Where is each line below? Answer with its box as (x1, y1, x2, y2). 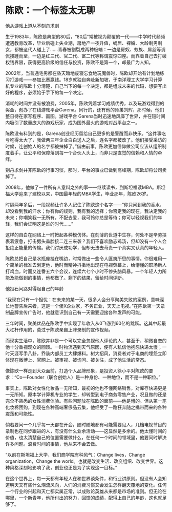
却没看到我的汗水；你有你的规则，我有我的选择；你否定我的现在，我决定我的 (5, 208, 167, 214)
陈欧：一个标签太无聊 (5, 5, 96, 16)
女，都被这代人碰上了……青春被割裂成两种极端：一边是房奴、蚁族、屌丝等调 (5, 46, 166, 52)
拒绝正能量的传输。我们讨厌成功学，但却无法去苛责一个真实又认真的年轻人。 (5, 244, 167, 250)
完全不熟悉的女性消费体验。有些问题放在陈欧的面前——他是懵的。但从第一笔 (5, 398, 167, 404)
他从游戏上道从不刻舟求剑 (5, 23, 59, 29)
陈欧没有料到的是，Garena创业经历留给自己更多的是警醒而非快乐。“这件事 (5, 130, 162, 136)
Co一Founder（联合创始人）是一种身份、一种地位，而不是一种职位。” (16, 374, 161, 380)
